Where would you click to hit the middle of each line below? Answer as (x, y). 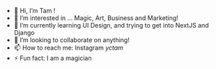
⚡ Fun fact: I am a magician (53, 58)
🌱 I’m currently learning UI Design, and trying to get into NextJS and (111, 25)
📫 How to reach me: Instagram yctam (69, 48)
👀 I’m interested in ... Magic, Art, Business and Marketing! (96, 18)
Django (24, 32)
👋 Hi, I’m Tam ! (34, 11)
